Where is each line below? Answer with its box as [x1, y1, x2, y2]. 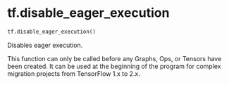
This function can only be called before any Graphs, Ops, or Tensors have [7, 54, 222, 63]
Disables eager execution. [7, 41, 83, 49]
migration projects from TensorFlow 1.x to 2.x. [7, 69, 141, 78]
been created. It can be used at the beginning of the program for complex [7, 62, 221, 70]
